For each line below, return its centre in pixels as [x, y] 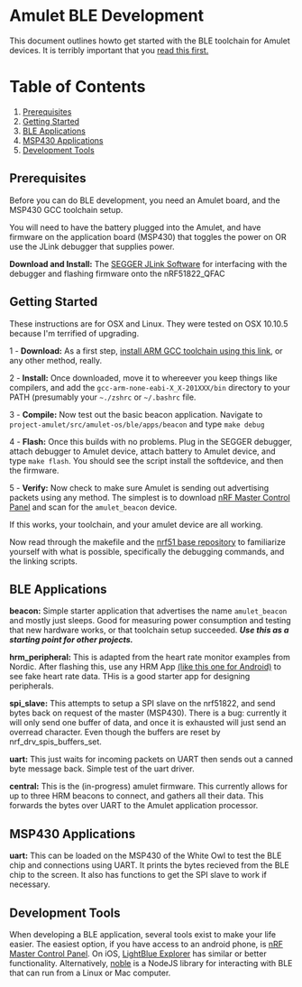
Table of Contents [78, 87]
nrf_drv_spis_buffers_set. [55, 742]
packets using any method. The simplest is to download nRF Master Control [150, 497]
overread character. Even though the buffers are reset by [115, 733]
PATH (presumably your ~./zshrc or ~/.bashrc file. [103, 397]
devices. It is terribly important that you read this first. [109, 50]
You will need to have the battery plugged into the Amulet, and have [135, 227]
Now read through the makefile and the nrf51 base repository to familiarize [147, 541]
